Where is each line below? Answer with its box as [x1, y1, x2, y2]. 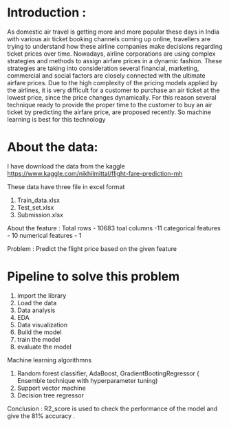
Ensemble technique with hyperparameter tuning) [17, 376, 158, 384]
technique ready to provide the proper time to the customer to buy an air [7, 100, 212, 109]
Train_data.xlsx [17, 196, 61, 204]
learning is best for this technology [7, 115, 106, 123]
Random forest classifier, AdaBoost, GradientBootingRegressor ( [17, 369, 199, 377]
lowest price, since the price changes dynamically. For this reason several [7, 93, 217, 101]
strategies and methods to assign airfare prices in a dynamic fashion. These [7, 56, 222, 65]
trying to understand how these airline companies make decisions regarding [7, 42, 223, 50]
